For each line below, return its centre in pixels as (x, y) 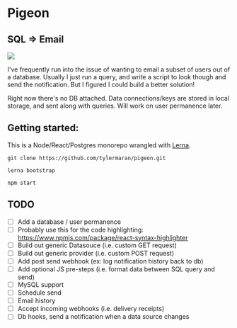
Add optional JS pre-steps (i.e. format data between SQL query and (116, 269)
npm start (22, 183)
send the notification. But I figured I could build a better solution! (101, 84)
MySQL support (41, 284)
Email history (36, 301)
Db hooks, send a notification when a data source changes (103, 317)
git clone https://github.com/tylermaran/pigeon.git (87, 158)
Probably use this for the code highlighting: (80, 230)
